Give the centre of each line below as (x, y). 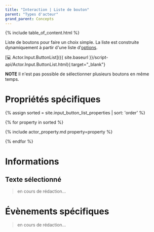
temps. (12, 79)
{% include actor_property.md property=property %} (59, 132)
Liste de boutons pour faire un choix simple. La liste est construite (72, 42)
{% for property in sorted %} (34, 122)
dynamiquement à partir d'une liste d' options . (51, 48)
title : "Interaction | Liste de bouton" (47, 10)
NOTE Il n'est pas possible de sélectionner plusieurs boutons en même (77, 74)
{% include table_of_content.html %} (42, 33)
